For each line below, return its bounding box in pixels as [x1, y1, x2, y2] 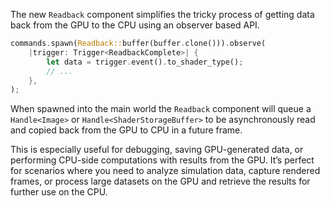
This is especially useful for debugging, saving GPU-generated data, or [10, 144, 304, 156]
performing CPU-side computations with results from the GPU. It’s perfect [10, 154, 315, 166]
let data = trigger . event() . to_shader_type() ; [46, 57, 244, 67]
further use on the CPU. [10, 186, 108, 198]
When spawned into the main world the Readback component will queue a [10, 103, 312, 115]
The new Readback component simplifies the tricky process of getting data [10, 9, 315, 20]
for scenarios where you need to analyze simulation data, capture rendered [10, 165, 321, 177]
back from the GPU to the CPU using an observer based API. [10, 19, 260, 31]
